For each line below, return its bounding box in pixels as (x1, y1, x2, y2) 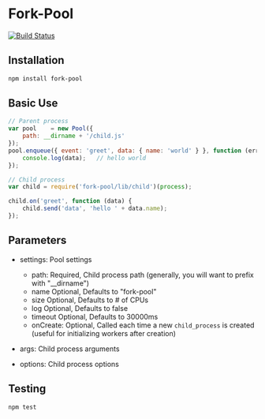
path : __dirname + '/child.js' (22, 132, 125, 140)
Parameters (8, 234, 67, 247)
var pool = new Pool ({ (8, 125, 93, 133)
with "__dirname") (31, 278, 89, 288)
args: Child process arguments (19, 344, 120, 354)
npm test (8, 403, 37, 411)
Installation (8, 54, 65, 67)
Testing (8, 382, 47, 395)
